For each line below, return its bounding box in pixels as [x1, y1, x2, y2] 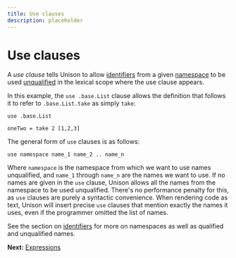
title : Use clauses [7, 10, 65, 18]
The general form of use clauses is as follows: [7, 137, 140, 146]
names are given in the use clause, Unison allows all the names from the [7, 178, 216, 187]
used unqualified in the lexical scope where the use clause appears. [7, 78, 204, 87]
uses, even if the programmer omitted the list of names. [7, 209, 169, 217]
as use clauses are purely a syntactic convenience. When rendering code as [7, 193, 228, 202]
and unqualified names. [7, 230, 75, 238]
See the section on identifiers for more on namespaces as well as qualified [7, 222, 224, 231]
